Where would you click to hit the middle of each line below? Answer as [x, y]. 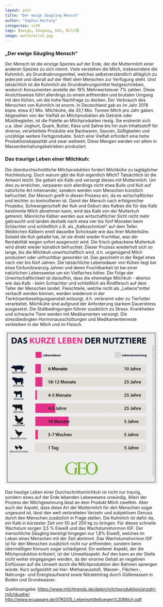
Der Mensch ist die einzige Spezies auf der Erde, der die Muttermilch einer [80, 64]
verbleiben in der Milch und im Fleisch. [44, 324]
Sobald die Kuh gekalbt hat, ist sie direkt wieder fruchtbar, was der [72, 237]
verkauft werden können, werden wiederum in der [55, 293]
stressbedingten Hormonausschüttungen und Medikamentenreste [71, 319]
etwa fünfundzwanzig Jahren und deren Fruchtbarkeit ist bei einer [71, 267]
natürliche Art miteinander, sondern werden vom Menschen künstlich [74, 190]
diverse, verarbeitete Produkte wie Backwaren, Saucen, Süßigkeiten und [77, 131]
